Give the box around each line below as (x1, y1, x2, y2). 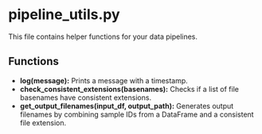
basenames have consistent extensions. (19, 93, 152, 102)
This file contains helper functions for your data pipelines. (8, 32, 197, 41)
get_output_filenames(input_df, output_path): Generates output (19, 101, 234, 110)
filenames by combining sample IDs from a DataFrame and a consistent (19, 109, 254, 119)
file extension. (19, 117, 66, 128)
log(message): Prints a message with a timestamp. (19, 75, 189, 85)
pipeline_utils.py (8, 6, 121, 24)
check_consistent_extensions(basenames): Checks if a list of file (19, 84, 239, 94)
